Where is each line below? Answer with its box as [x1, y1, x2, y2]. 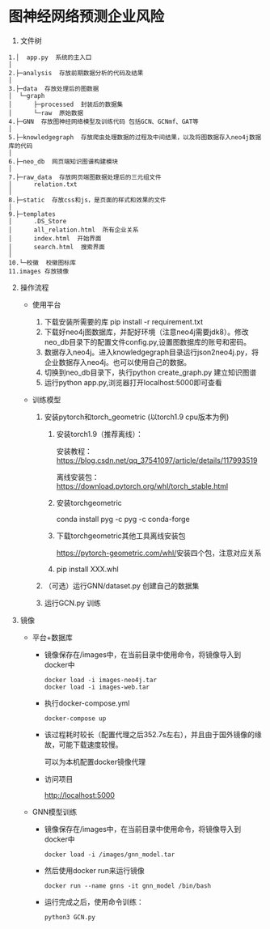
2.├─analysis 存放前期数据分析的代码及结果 [8, 69, 144, 77]
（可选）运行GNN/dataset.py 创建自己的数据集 [44, 580, 200, 591]
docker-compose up [44, 714, 107, 723]
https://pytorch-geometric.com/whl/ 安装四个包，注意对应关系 [56, 548, 262, 558]
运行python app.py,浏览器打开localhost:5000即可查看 [44, 377, 222, 387]
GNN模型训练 [32, 807, 78, 817]
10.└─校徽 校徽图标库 [8, 258, 77, 267]
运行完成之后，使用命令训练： [44, 897, 144, 906]
